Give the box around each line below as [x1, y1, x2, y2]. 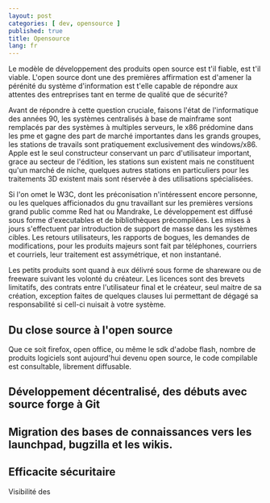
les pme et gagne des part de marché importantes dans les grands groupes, [8, 131, 261, 141]
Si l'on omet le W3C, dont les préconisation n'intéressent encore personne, [8, 190, 258, 199]
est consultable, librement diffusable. [8, 361, 131, 371]
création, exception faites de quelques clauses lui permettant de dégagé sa [8, 291, 259, 301]
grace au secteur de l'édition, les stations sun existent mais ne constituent [8, 157, 255, 166]
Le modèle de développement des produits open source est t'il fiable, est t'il [8, 64, 261, 73]
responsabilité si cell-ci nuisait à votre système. [8, 300, 167, 309]
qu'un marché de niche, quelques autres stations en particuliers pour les [8, 166, 250, 175]
